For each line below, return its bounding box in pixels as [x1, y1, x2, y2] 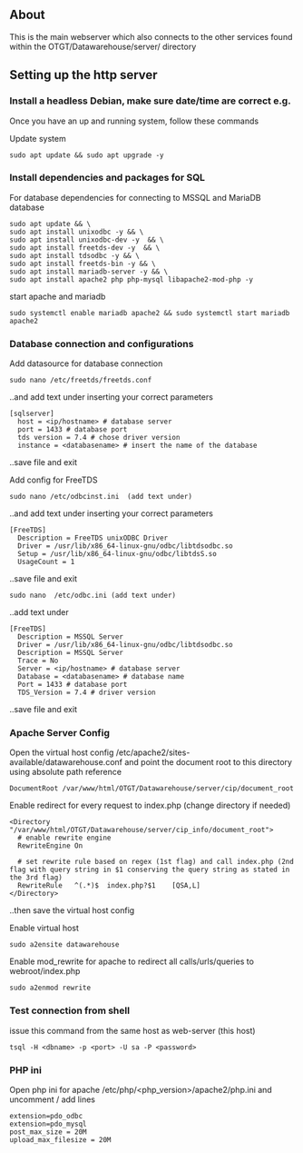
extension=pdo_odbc [9, 1111, 83, 1120]
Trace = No [17, 656, 59, 666]
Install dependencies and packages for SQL [9, 172, 206, 184]
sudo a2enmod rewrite [9, 983, 92, 993]
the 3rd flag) [9, 873, 64, 882]
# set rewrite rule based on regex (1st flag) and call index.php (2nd [17, 858, 295, 867]
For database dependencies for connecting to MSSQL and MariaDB [9, 192, 261, 203]
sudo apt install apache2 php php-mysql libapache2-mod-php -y [9, 274, 254, 284]
